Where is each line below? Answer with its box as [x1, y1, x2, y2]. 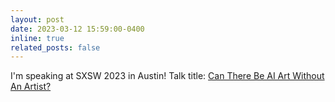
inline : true [10, 33, 65, 43]
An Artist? [10, 81, 52, 93]
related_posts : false [10, 42, 101, 53]
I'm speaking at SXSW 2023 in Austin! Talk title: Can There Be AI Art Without [10, 70, 325, 82]
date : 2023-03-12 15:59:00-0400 [10, 24, 145, 34]
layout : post [10, 14, 65, 25]
